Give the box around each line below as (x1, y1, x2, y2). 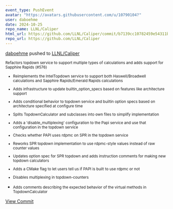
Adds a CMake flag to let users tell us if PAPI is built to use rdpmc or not (12, 166, 140, 172)
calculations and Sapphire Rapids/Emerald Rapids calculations (12, 78, 123, 83)
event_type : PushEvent (5, 7, 54, 13)
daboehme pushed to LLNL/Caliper (5, 50, 80, 56)
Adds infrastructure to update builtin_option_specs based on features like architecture (12, 86, 165, 91)
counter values (12, 145, 40, 150)
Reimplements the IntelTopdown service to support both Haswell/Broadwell (12, 73, 146, 79)
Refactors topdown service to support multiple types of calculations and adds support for (5, 60, 164, 65)
